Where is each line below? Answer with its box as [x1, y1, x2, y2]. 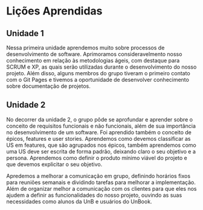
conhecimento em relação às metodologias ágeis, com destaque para [6, 57, 180, 64]
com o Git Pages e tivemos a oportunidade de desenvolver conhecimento [6, 76, 189, 83]
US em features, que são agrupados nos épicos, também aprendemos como [6, 141, 196, 149]
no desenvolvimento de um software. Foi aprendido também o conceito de [6, 128, 192, 136]
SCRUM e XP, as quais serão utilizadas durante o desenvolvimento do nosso [6, 63, 197, 70]
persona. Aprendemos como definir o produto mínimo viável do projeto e [6, 154, 187, 161]
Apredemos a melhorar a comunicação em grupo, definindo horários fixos [6, 172, 191, 179]
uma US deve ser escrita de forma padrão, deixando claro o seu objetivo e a [6, 147, 196, 155]
